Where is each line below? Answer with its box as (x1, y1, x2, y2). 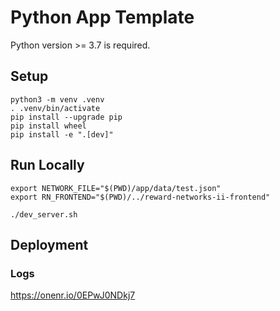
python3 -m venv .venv (10, 94, 105, 105)
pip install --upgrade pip (10, 112, 123, 122)
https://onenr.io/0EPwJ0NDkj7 (10, 289, 136, 301)
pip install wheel (10, 121, 87, 131)
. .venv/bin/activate (10, 103, 101, 113)
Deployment (10, 236, 89, 253)
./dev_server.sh (10, 209, 78, 220)
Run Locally (10, 157, 85, 174)
